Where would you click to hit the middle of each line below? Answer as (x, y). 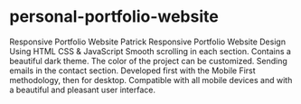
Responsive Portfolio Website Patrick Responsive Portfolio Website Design (148, 42)
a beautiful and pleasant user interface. (83, 90)
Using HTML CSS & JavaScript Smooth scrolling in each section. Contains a (150, 51)
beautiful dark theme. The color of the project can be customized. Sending (148, 61)
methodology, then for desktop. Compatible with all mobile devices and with (151, 80)
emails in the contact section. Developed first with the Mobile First (132, 71)
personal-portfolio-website (114, 17)
